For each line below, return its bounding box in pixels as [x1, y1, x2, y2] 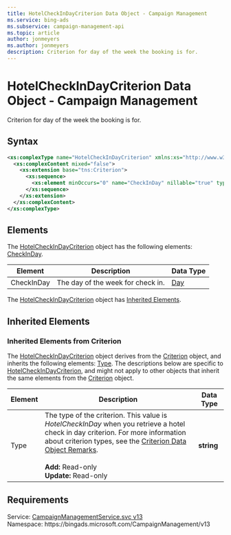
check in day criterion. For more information [44, 428, 186, 437]
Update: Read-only [44, 471, 108, 480]
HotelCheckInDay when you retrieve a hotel [44, 419, 186, 428]
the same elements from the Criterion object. [7, 374, 134, 382]
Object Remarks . [44, 445, 98, 454]
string [198, 441, 219, 450]
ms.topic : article [7, 29, 60, 37]
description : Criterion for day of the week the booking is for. [7, 49, 198, 56]
